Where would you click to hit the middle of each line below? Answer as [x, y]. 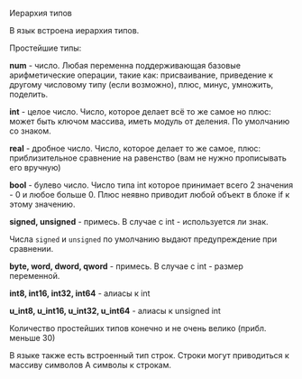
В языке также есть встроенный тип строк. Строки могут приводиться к [150, 355]
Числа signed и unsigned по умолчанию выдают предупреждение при [143, 239]
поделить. [29, 94]
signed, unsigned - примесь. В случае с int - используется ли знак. [139, 222]
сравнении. [32, 249]
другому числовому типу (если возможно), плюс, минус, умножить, [141, 84]
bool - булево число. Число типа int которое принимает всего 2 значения [151, 185]
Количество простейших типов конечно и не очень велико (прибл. [138, 328]
